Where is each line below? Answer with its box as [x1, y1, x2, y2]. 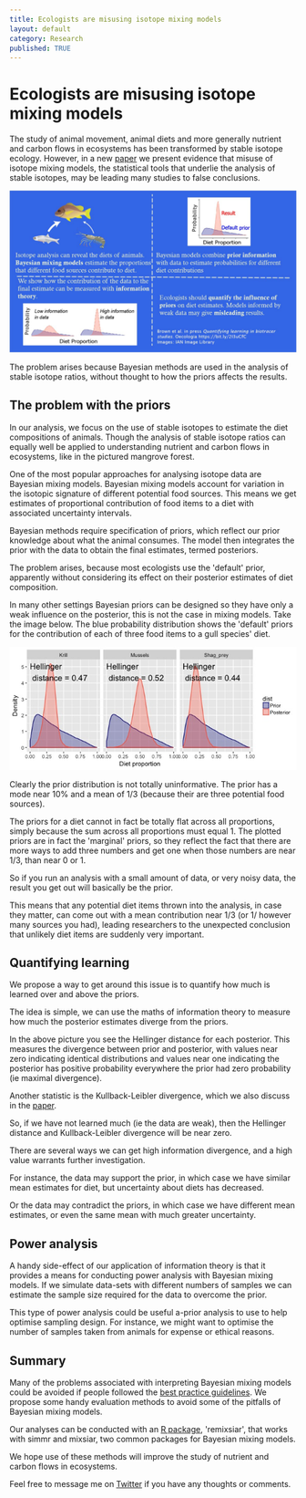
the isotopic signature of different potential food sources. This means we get [9, 488, 297, 499]
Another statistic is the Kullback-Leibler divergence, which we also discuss [9, 1090, 291, 1101]
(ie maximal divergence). [9, 1073, 103, 1084]
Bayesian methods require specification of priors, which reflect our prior [9, 525, 280, 536]
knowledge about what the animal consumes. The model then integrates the [9, 535, 295, 546]
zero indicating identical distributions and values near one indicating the [9, 1054, 280, 1065]
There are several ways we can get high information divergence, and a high [9, 1145, 293, 1156]
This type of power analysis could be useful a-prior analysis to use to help [9, 1307, 288, 1318]
